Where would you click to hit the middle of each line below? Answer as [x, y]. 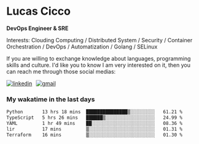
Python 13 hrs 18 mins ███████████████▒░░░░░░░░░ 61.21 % [95, 112]
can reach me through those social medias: [61, 71]
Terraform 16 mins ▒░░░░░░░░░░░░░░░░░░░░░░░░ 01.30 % [95, 135]
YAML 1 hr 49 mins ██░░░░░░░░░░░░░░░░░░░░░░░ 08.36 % [95, 123]
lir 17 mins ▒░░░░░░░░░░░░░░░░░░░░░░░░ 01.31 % [95, 129]
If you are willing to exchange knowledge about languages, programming [99, 58]
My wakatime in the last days [51, 99]
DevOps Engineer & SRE [37, 28]
